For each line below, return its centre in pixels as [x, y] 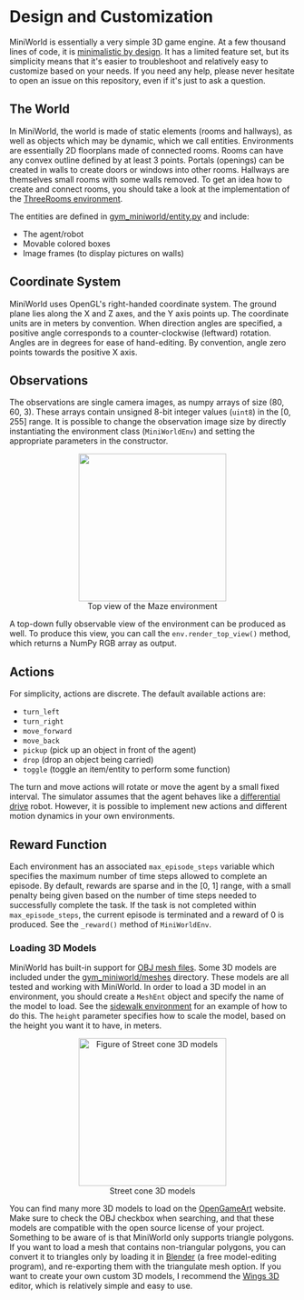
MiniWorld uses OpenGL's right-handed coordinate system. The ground [143, 304]
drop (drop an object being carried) [88, 760]
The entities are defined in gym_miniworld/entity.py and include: [129, 216]
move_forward [47, 732]
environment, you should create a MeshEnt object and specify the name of [147, 996]
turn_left [41, 712]
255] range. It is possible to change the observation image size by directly [148, 422]
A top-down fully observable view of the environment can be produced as [147, 624]
